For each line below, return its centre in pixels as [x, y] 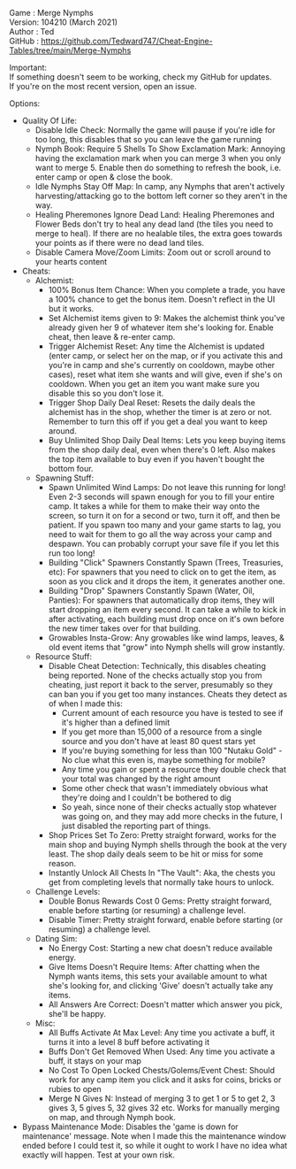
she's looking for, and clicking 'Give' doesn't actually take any [161, 985]
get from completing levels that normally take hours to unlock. [161, 882]
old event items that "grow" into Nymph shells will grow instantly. [167, 647]
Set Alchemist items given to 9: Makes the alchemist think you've [167, 318]
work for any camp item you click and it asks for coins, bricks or [165, 1080]
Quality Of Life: [49, 120]
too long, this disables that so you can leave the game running [148, 139]
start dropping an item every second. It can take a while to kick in [167, 609]
